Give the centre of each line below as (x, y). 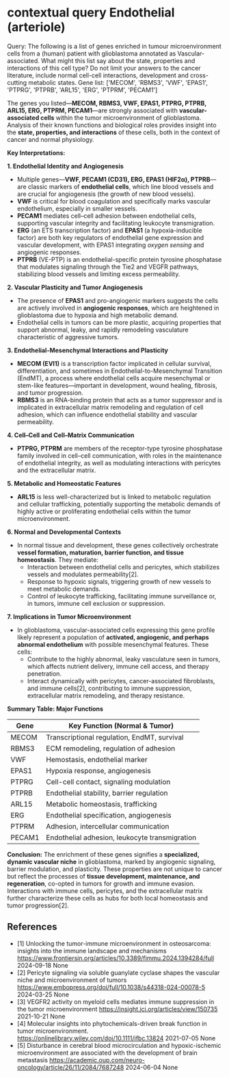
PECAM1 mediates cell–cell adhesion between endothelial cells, (107, 216)
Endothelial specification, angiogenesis (109, 815)
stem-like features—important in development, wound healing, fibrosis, (117, 385)
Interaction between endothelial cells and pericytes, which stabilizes (123, 567)
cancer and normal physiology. (51, 139)
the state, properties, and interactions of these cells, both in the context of (113, 132)
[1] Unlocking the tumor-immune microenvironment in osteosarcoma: (114, 943)
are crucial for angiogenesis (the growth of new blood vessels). (106, 194)
